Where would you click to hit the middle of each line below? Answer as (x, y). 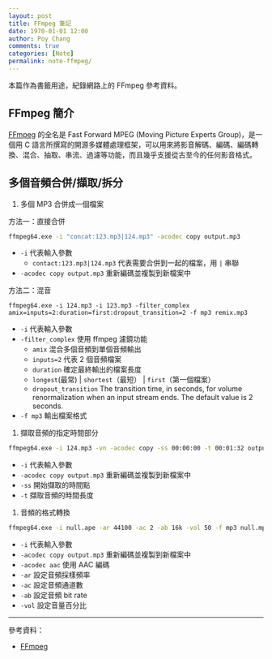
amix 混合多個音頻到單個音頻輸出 (87, 349)
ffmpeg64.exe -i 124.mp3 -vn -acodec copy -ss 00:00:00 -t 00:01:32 (126, 448)
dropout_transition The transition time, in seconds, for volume (137, 389)
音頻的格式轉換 (45, 513)
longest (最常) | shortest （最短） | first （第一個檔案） (124, 380)
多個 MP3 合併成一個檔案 (62, 204)
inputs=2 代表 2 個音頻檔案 (77, 360)
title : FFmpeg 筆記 (40, 24)
